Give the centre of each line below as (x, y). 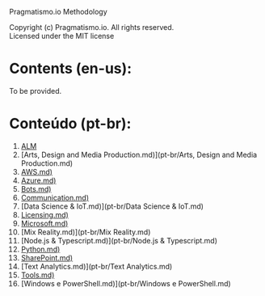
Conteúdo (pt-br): (70, 124)
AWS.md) (37, 171)
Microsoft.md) (44, 223)
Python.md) (40, 249)
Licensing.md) (45, 214)
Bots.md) (36, 188)
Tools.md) (38, 275)
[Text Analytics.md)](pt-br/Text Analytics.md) (97, 266)
